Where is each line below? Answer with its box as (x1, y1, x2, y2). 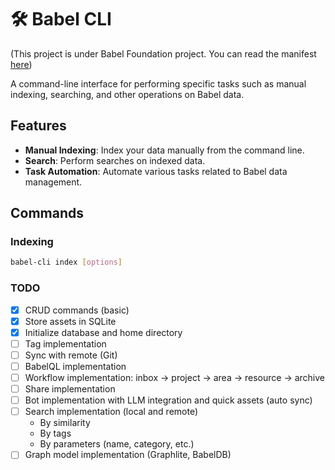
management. (24, 176, 83, 188)
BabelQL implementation (24, 360, 127, 372)
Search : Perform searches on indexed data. (24, 154, 206, 166)
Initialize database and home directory (24, 326, 183, 338)
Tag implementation (24, 337, 107, 350)
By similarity (39, 417, 91, 429)
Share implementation (24, 383, 116, 395)
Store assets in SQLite (24, 315, 117, 327)
